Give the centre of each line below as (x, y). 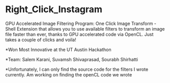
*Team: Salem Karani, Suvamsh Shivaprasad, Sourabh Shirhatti (72, 59)
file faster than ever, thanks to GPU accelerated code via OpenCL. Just (79, 34)
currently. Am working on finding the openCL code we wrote (69, 74)
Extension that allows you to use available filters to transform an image (91, 29)
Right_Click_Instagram (54, 9)
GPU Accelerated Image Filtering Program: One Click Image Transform (79, 23)
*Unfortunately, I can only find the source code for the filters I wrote (77, 69)
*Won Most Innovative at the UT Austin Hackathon (58, 49)
